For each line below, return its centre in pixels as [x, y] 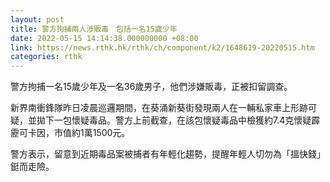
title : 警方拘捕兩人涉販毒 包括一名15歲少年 [94, 29]
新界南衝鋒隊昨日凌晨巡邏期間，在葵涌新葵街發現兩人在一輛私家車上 [150, 108]
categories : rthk [46, 57]
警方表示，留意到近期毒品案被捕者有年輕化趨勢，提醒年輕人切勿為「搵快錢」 [168, 154]
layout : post [37, 19]
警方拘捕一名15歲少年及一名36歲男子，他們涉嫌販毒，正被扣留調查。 [151, 87]
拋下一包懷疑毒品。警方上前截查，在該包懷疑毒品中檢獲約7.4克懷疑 [174, 120]
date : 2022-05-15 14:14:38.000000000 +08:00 [104, 38]
